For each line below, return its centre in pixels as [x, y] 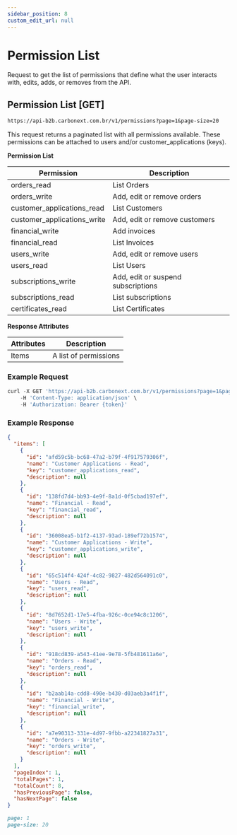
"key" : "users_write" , [59, 628]
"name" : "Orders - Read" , [64, 661]
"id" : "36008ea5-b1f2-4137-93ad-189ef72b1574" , [97, 536]
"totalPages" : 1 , [39, 779]
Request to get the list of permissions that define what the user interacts [112, 75]
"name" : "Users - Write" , [64, 621]
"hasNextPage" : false [45, 799]
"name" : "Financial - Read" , [69, 503]
